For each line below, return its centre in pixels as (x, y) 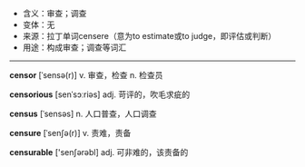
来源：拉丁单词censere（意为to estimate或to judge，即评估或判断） (149, 36)
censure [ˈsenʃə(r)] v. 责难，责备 (70, 133)
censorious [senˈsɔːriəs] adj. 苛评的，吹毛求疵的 (100, 94)
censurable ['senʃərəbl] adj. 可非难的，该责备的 (99, 152)
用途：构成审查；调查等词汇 (74, 47)
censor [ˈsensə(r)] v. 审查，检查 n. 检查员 (86, 75)
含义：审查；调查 (54, 13)
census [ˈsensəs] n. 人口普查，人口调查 (83, 113)
